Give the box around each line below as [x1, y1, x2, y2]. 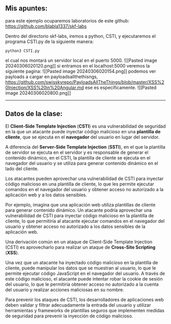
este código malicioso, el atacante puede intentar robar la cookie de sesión [5, 275, 163, 282]
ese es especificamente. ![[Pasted [84, 84, 157, 90]
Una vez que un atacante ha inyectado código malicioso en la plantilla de [5, 259, 158, 265]
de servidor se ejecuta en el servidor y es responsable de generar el [5, 149, 149, 155]
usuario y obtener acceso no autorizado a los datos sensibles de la [5, 223, 146, 229]
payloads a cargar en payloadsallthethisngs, [5, 74, 98, 80]
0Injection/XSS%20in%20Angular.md [5, 84, 84, 90]
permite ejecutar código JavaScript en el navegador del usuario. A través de [5, 270, 165, 276]
